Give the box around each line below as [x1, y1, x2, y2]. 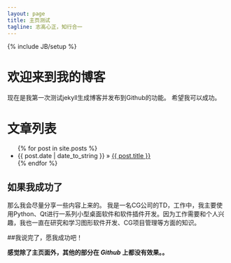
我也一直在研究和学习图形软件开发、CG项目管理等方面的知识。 [19, 218, 201, 227]
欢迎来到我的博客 [7, 69, 106, 85]
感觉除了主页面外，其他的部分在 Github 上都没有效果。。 [7, 248, 169, 257]
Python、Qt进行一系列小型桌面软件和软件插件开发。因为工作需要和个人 [13, 210, 218, 218]
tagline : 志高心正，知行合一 [7, 23, 83, 30]
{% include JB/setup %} [7, 43, 77, 51]
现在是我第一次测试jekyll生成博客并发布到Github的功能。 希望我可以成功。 [7, 94, 221, 102]
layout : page [7, 10, 45, 17]
